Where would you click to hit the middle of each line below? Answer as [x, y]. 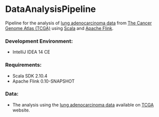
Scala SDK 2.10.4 [30, 76]
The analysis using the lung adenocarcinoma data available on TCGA [83, 105]
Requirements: [23, 65]
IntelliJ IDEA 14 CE [31, 52]
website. [21, 110]
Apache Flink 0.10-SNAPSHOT [43, 81]
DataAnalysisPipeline [51, 9]
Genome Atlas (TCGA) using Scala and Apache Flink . [59, 28]
